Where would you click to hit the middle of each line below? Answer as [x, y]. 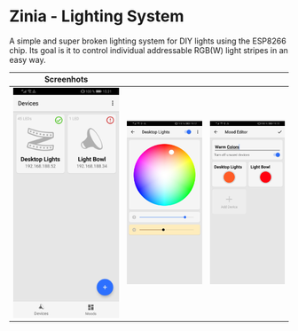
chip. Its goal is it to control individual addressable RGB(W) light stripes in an [149, 50]
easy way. [27, 59]
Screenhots [66, 79]
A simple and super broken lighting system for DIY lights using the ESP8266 [148, 41]
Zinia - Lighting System [97, 16]
